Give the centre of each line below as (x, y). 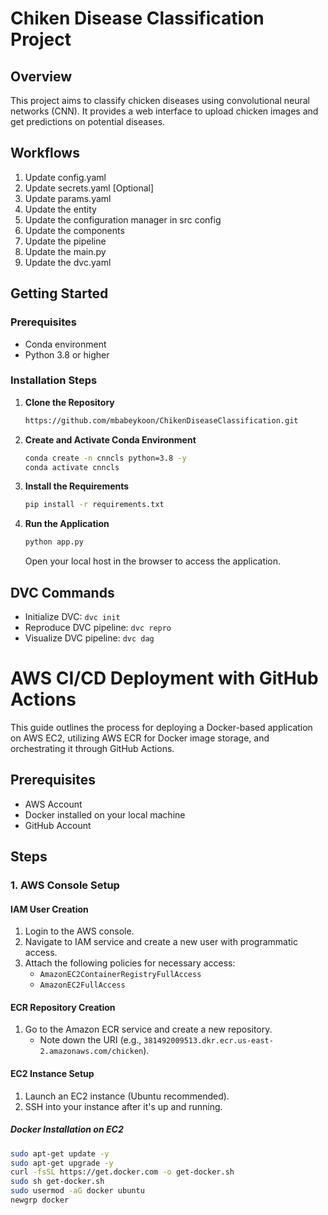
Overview (41, 76)
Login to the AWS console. (79, 931)
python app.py (54, 542)
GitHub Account (58, 825)
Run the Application (67, 524)
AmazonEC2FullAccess (82, 985)
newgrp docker (40, 1200)
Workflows (45, 153)
